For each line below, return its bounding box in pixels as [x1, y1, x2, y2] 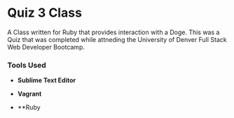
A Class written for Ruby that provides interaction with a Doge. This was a [7, 28, 220, 36]
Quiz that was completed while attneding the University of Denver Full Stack [7, 35, 227, 43]
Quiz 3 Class [7, 5, 83, 21]
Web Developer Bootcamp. [7, 43, 85, 51]
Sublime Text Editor [17, 76, 76, 84]
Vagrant [17, 89, 42, 98]
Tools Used [7, 60, 47, 70]
